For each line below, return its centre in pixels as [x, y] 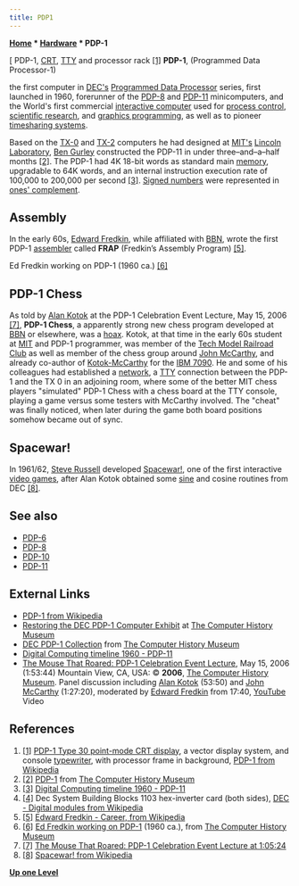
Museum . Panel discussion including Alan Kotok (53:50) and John [143, 682]
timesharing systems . [49, 125]
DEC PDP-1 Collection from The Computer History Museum [131, 644]
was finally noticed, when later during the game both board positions [136, 410]
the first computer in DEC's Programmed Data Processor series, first [135, 87]
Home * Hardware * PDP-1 [59, 43]
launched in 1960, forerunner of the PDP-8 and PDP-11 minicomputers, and [146, 96]
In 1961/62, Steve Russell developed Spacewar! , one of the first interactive [146, 469]
